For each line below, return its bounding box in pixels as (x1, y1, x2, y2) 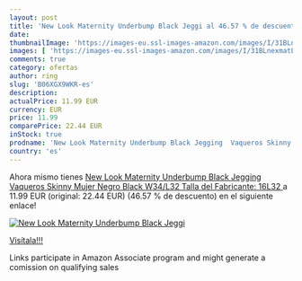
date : (9, 30, 30, 39)
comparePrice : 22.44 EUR (9, 122, 102, 131)
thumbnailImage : (9, 38, 70, 48)
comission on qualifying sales (9, 261, 120, 272)
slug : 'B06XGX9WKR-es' (9, 80, 94, 89)
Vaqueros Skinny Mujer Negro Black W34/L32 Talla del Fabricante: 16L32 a (9, 180, 288, 191)
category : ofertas (9, 64, 78, 73)
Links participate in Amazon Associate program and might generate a (9, 252, 266, 263)
